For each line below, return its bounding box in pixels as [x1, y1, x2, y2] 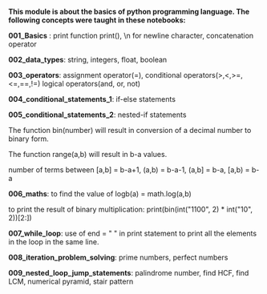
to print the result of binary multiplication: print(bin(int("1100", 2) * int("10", [8, 204, 253, 214]
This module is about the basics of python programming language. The [8, 7, 250, 16]
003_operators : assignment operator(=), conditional [8, 70, 182, 79]
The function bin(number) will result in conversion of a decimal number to [8, 126, 252, 135]
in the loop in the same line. [8, 237, 99, 247]
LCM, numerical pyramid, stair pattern [8, 276, 134, 286]
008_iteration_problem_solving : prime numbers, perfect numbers [8, 252, 229, 262]
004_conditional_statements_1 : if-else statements [8, 95, 176, 103]
